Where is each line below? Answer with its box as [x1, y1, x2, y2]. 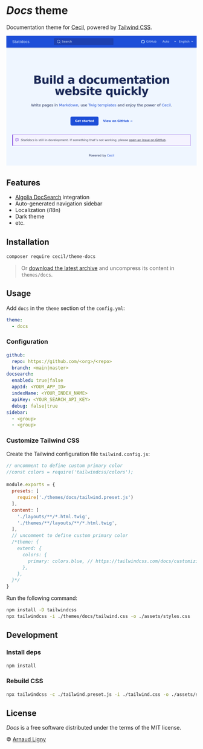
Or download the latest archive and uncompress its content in [21, 264, 175, 272]
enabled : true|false [11, 378, 63, 384]
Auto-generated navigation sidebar [14, 200, 103, 207]
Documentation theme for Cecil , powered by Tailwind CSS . [6, 24, 152, 31]
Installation [6, 237, 50, 247]
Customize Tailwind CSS [6, 436, 80, 445]
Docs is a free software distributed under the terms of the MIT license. [6, 724, 182, 731]
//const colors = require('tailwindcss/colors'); [6, 469, 134, 475]
